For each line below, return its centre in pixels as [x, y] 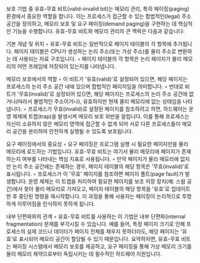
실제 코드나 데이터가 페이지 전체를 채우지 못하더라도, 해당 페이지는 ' [104, 231]
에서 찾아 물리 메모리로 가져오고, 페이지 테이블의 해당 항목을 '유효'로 [91, 189]
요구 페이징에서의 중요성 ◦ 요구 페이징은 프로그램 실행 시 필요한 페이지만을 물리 [97, 144]
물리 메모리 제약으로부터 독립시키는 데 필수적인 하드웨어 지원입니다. [84, 254]
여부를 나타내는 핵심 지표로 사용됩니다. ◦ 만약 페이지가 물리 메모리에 [100, 159]
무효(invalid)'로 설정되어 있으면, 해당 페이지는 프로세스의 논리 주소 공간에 [103, 94]
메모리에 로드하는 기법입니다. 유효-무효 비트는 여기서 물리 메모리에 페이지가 [93, 152]
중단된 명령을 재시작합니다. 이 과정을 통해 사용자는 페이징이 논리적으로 [100, 196]
